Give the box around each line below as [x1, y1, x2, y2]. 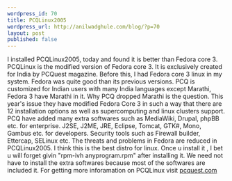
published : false [7, 36, 58, 43]
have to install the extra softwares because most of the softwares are [7, 159, 206, 167]
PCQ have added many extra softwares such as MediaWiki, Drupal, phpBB [7, 114, 220, 123]
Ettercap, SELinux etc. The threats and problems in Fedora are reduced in [7, 136, 217, 145]
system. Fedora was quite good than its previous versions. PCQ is [7, 77, 195, 86]
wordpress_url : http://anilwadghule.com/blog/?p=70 [7, 23, 160, 30]
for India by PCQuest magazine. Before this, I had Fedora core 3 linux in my [7, 70, 222, 79]
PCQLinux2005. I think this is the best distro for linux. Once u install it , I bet [7, 144, 224, 152]
